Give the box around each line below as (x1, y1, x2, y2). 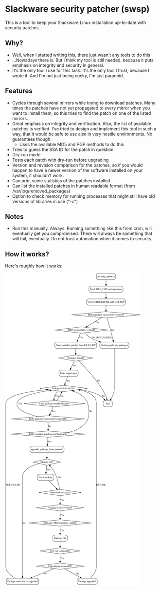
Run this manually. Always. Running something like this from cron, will (12, 226, 152, 232)
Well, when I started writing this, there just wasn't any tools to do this (12, 52, 151, 58)
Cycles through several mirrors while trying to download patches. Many (12, 100, 156, 105)
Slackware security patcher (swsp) (5, 3, 150, 15)
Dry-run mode (12, 151, 41, 157)
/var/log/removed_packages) (12, 188, 71, 194)
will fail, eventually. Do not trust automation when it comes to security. (12, 236, 153, 242)
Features (5, 87, 33, 95)
